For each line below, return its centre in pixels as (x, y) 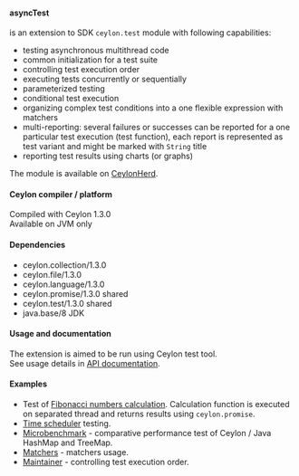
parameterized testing (64, 89)
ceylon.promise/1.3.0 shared (75, 293)
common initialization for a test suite (90, 60)
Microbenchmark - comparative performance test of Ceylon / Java (147, 433)
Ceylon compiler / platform (61, 194)
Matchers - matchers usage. (76, 452)
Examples (29, 384)
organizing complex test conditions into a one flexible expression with (153, 108)
